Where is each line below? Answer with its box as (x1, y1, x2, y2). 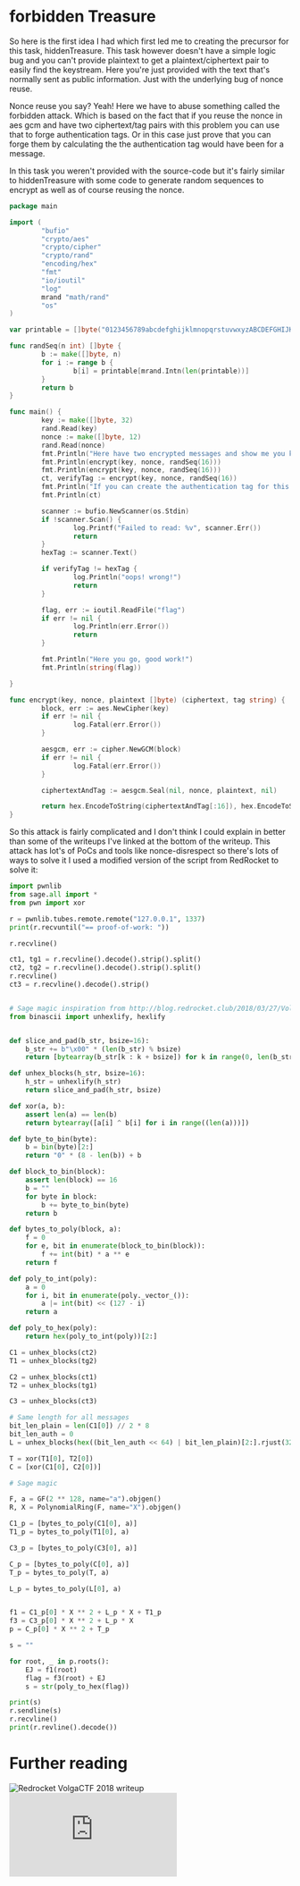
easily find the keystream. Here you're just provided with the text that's (9, 64, 271, 75)
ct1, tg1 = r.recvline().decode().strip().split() (9, 955, 202, 964)
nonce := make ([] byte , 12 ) (41, 432, 142, 442)
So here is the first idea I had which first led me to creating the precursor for (9, 36, 289, 46)
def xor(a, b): (9, 1101, 66, 1110)
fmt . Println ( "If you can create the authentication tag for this (41, 483, 290, 492)
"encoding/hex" (41, 259, 98, 269)
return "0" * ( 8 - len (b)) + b (25, 1151, 142, 1160)
